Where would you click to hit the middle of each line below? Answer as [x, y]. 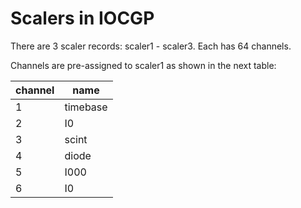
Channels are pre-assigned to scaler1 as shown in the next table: [143, 65]
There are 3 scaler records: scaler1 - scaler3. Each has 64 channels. [151, 46]
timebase [86, 107]
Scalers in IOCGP [82, 18]
